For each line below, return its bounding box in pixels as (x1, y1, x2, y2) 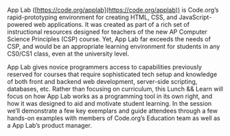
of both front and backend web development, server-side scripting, (7, 78, 198, 85)
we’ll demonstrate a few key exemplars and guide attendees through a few (7, 106, 218, 115)
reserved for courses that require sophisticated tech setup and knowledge (7, 70, 218, 78)
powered (7, 21, 32, 28)
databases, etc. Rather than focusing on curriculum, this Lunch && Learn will (7, 85, 223, 93)
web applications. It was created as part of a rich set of (33, 21, 190, 28)
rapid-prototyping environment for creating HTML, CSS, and (7, 13, 178, 21)
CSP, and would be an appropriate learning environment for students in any (7, 43, 220, 50)
